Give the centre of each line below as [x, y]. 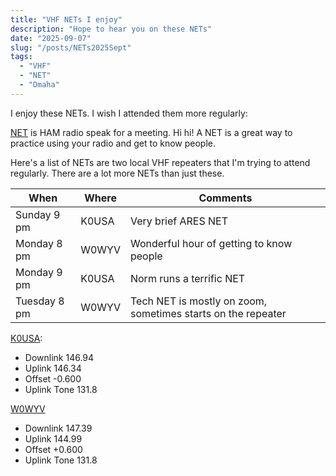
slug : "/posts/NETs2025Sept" [71, 47]
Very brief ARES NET [178, 221]
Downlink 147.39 [58, 428]
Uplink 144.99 [53, 438]
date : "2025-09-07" [51, 38]
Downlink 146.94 [59, 357]
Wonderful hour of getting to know [211, 243]
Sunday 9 [38, 214]
